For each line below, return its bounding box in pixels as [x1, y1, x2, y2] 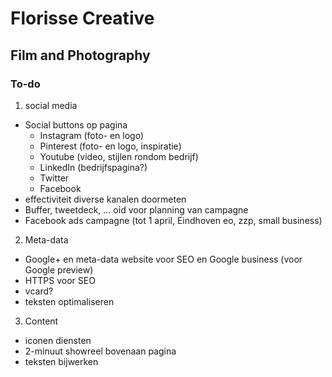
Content [24, 315, 59, 327]
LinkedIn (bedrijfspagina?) [39, 161, 148, 173]
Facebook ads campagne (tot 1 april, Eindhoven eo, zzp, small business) [24, 214, 323, 226]
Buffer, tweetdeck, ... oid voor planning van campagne [24, 203, 249, 216]
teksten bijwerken [24, 355, 99, 367]
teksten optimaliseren [24, 295, 115, 307]
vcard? [24, 285, 54, 297]
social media [24, 99, 78, 111]
